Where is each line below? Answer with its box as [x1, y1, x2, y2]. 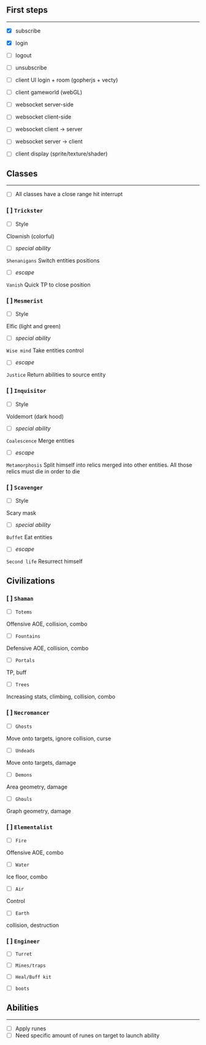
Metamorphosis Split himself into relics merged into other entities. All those [6, 461, 193, 468]
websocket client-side [15, 113, 72, 120]
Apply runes [15, 1025, 47, 1032]
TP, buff [6, 669, 27, 676]
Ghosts [15, 724, 32, 730]
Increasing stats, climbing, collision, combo [6, 693, 115, 700]
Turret [15, 951, 32, 958]
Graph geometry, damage [6, 807, 72, 814]
